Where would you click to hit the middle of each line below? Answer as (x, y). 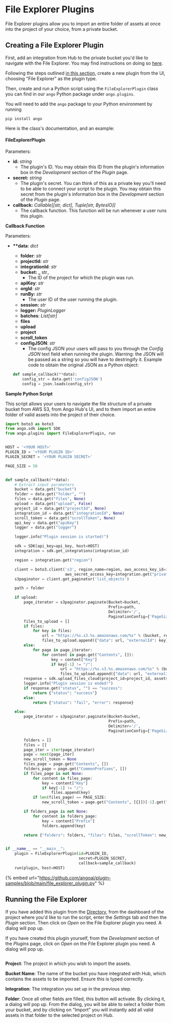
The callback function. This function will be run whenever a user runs (93, 210)
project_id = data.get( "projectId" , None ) (60, 508)
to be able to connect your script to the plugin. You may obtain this (91, 188)
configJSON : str (38, 343)
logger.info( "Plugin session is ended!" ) (69, 684)
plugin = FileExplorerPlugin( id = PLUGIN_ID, (62, 854)
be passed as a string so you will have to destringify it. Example (95, 359)
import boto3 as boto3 (29, 424)
